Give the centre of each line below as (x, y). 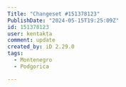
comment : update (31, 40)
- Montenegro (33, 60)
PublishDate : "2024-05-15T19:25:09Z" (63, 21)
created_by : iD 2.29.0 (41, 47)
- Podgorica (32, 66)
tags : (15, 54)
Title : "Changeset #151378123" (54, 14)
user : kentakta (30, 34)
